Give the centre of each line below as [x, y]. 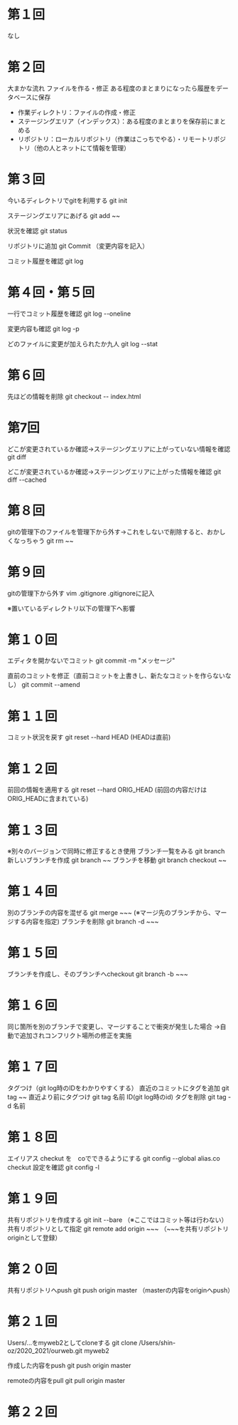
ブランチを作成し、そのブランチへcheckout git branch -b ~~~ [98, 974]
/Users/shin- [157, 1342]
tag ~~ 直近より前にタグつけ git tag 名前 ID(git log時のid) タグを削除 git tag [117, 1097]
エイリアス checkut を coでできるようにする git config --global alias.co [114, 1158]
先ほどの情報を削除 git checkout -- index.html [74, 396]
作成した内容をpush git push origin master [69, 1365]
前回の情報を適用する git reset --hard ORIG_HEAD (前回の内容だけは [107, 790]
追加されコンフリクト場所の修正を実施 [76, 1036]
